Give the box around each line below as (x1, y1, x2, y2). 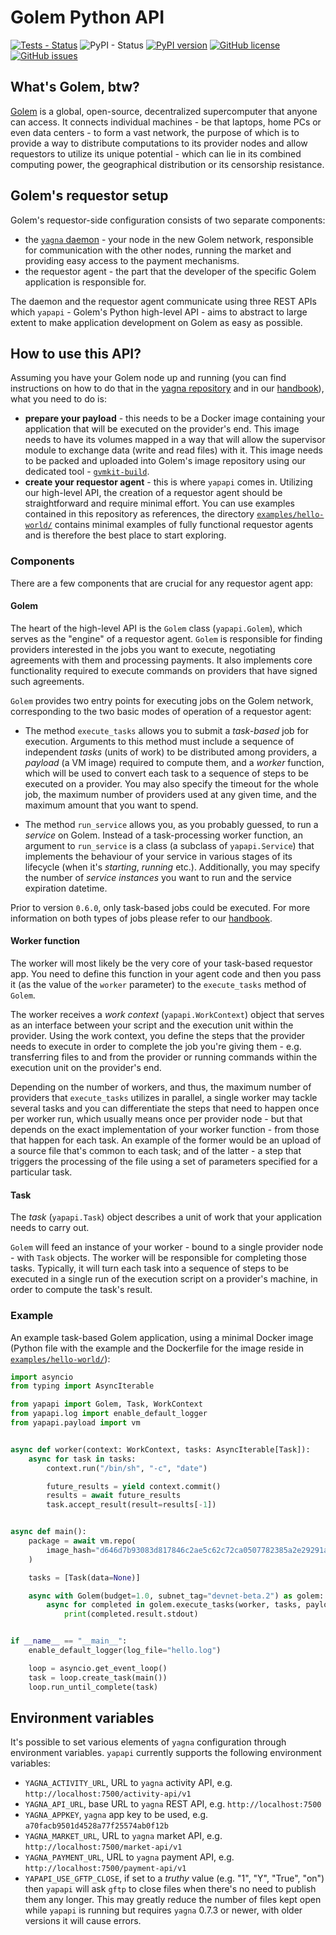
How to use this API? (10, 345, 142, 362)
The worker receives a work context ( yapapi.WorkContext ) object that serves (10, 1009, 325, 1021)
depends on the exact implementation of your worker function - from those (10, 1124, 320, 1136)
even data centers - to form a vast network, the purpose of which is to (10, 126, 300, 138)
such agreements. (10, 675, 85, 687)
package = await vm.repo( (28, 1536, 137, 1546)
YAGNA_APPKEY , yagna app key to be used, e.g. (24, 1809, 209, 1821)
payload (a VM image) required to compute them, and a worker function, (24, 756, 325, 768)
